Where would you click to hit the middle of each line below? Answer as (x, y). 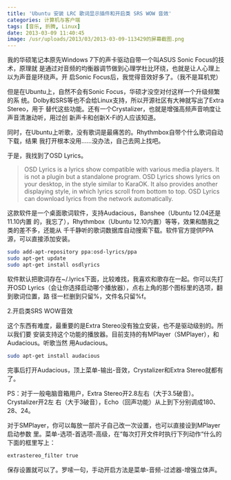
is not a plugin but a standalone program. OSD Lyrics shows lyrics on (122, 177)
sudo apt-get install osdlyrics (53, 265)
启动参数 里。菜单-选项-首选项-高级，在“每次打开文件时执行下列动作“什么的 (114, 434)
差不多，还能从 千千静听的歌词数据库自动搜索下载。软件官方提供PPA (116, 230)
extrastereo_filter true (43, 455)
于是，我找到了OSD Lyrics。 (47, 155)
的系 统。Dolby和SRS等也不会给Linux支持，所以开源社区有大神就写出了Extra (115, 100)
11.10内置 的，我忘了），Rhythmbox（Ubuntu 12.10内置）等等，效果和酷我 (110, 222)
